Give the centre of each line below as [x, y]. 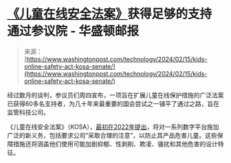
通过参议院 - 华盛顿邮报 [73, 31]
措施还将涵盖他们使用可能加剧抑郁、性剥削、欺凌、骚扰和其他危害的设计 [115, 144]
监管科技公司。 [28, 112]
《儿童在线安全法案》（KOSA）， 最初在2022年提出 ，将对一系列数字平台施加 [113, 127]
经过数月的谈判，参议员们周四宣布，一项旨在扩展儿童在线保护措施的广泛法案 [115, 95]
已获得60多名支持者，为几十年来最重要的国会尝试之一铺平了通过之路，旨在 [113, 103]
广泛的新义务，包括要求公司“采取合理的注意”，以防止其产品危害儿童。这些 [112, 135]
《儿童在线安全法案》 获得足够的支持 [110, 14]
